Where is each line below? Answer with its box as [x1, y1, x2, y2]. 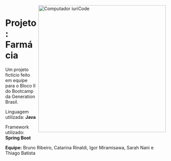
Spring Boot [5, 135, 31, 141]
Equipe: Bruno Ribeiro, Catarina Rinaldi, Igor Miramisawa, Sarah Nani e [5, 144, 154, 150]
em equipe [5, 77, 28, 83]
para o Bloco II [5, 82, 36, 88]
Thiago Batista [5, 150, 36, 156]
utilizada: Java [5, 114, 36, 120]
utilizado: [5, 129, 24, 135]
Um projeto [5, 66, 29, 73]
